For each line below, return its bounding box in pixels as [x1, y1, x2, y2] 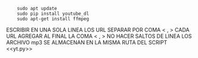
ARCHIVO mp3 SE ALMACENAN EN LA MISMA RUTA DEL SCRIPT [6, 39, 168, 46]
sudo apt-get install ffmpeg [17, 16, 89, 22]
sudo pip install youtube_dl [17, 11, 89, 17]
